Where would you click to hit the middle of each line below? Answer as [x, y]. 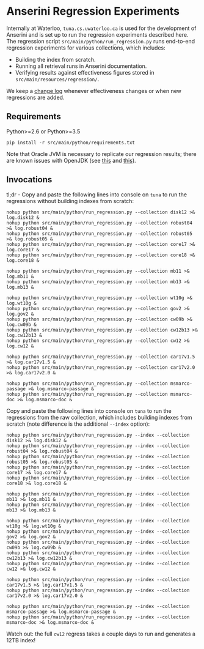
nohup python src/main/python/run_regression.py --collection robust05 [99, 234]
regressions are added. [35, 97]
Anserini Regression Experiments [93, 11]
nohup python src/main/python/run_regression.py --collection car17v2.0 [101, 367]
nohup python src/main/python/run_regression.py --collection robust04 [99, 223]
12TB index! [21, 640]
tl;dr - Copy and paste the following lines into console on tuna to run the [97, 195]
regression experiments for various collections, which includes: [86, 48]
